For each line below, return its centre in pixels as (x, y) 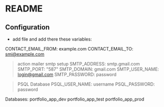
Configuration (27, 27)
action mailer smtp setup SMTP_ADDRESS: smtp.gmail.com (78, 64)
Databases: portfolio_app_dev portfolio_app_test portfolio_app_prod (75, 99)
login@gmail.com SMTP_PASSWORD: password (67, 74)
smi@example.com (25, 54)
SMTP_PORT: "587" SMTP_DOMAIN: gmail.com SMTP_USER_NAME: (88, 69)
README (24, 9)
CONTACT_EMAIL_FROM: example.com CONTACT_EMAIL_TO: (69, 49)
